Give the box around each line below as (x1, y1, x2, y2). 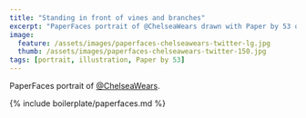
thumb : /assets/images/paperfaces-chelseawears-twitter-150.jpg (17, 47, 267, 56)
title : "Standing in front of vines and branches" (9, 13, 206, 23)
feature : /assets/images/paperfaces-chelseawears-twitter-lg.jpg (17, 38, 271, 48)
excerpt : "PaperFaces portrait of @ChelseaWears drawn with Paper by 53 (9, 22, 291, 31)
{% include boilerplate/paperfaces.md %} (9, 98, 167, 109)
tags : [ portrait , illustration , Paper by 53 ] (9, 55, 185, 64)
